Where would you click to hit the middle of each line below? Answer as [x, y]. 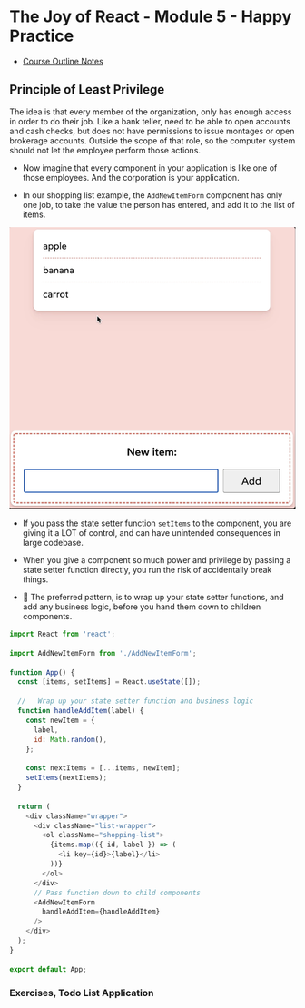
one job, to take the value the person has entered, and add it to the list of [158, 204]
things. [35, 579]
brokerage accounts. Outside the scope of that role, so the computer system [152, 140]
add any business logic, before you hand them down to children [142, 607]
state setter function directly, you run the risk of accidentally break [147, 570]
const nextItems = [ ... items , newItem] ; [103, 768]
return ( [34, 806]
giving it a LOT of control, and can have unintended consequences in [152, 533]
